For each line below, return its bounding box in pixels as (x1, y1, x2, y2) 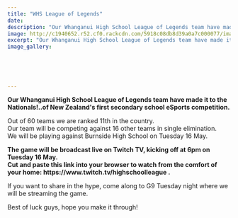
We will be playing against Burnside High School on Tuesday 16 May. (7, 132, 208, 140)
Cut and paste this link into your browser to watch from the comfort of (7, 161, 217, 169)
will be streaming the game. (7, 189, 89, 198)
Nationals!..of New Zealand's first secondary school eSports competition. (7, 103, 230, 112)
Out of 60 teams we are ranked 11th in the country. (7, 117, 154, 125)
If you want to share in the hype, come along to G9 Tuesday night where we (7, 182, 229, 190)
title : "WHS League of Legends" (7, 10, 103, 18)
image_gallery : (7, 43, 52, 50)
